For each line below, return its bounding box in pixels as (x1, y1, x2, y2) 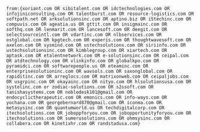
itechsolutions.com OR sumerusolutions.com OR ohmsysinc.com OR (6, 115, 170, 121)
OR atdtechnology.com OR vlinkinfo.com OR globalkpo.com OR (6, 58, 160, 64)
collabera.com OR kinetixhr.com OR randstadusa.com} (6, 121, 141, 127)
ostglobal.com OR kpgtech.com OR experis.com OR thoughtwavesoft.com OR (6, 37, 192, 43)
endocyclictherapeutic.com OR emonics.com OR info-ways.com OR (6, 94, 168, 100)
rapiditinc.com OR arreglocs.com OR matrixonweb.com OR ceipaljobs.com (6, 73, 189, 79)
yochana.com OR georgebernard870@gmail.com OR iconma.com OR (6, 100, 162, 106)
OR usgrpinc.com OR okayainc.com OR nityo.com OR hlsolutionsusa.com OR (6, 79, 192, 85)
